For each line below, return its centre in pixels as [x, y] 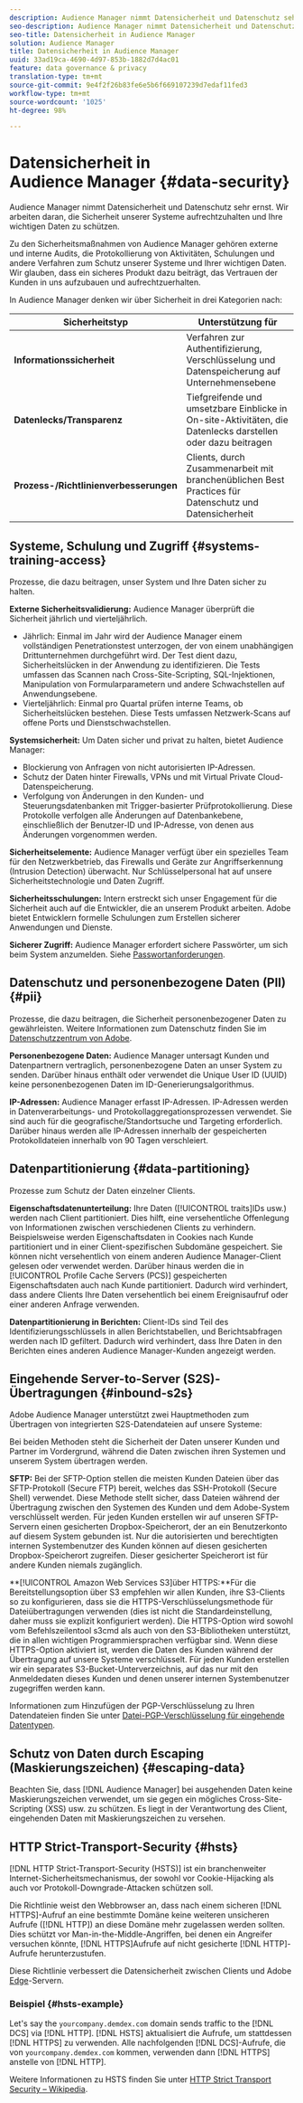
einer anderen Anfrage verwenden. [74, 1304]
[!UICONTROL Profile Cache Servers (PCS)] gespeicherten [118, 1275]
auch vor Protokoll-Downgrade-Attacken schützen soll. [111, 1888]
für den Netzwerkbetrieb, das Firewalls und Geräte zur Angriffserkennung [147, 862]
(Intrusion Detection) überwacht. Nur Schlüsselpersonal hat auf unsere [141, 871]
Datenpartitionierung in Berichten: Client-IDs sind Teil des [119, 1321]
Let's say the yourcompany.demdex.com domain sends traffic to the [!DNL [142, 2023]
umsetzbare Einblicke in [237, 409]
